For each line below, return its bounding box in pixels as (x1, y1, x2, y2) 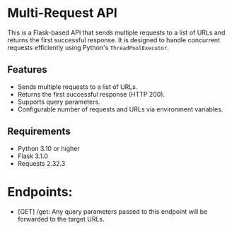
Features (7, 63, 47, 75)
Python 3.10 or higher (17, 144, 80, 152)
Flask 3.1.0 (17, 152, 48, 160)
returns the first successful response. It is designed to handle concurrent (7, 35, 221, 44)
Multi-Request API (7, 5, 118, 21)
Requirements (7, 126, 71, 138)
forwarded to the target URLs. (17, 214, 105, 223)
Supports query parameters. (17, 97, 100, 106)
